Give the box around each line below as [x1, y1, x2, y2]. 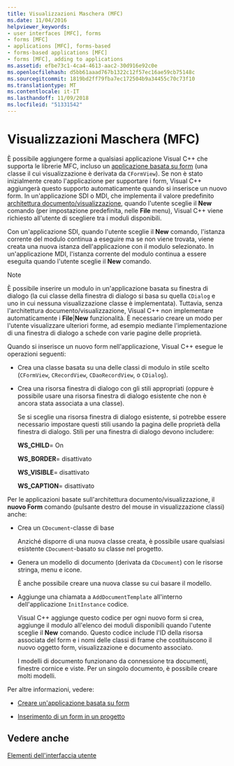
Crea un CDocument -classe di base [17, 523, 115, 532]
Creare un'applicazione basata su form [17, 698, 130, 707]
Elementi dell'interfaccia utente [7, 751, 96, 759]
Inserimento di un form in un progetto [17, 712, 126, 721]
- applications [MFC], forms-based [7, 43, 111, 50]
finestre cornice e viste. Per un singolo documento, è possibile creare [17, 664, 218, 672]
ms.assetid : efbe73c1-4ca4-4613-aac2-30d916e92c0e [7, 62, 158, 69]
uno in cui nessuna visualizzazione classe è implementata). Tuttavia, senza [7, 298, 223, 308]
